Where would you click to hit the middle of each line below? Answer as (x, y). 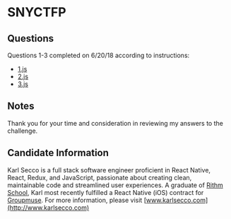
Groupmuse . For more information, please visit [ (77, 200)
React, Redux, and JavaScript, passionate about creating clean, (100, 177)
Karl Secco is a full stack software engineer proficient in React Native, (109, 170)
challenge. (23, 131)
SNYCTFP (37, 12)
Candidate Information (58, 153)
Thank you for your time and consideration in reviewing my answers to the (115, 123)
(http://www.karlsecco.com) (48, 207)
